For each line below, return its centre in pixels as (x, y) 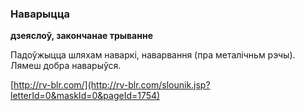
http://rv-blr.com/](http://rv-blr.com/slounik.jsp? (112, 85)
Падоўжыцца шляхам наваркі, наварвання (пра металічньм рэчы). (153, 55)
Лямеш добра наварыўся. (66, 66)
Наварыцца (40, 14)
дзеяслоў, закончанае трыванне (81, 36)
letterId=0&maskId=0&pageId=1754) (85, 96)
